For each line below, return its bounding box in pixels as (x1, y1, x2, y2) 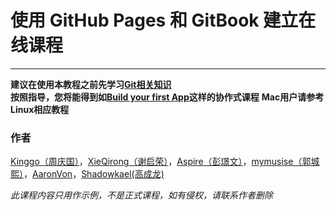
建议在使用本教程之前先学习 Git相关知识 (10, 78, 172, 90)
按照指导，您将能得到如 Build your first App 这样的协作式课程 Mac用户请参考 (10, 91, 325, 103)
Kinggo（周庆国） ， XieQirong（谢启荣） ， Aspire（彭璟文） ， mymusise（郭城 (10, 156, 320, 168)
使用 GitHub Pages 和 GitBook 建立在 (10, 9, 317, 32)
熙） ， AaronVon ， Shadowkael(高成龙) (10, 168, 165, 180)
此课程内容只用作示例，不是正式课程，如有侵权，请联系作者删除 (10, 189, 273, 201)
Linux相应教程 (10, 103, 70, 115)
